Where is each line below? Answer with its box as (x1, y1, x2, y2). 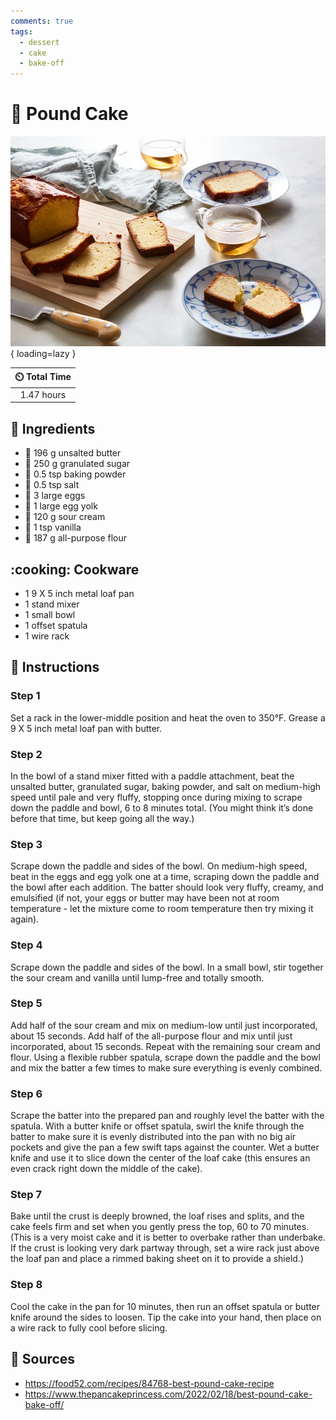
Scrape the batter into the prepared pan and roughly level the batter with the (10, 1110, 325, 1122)
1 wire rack (24, 630, 70, 642)
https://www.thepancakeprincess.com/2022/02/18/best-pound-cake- (24, 1388, 313, 1400)
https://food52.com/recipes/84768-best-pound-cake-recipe (24, 1377, 275, 1389)
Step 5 (10, 996, 43, 1010)
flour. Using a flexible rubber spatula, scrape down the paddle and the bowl (10, 1051, 321, 1063)
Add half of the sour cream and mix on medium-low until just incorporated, (10, 1019, 318, 1031)
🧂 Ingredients (10, 420, 96, 437)
